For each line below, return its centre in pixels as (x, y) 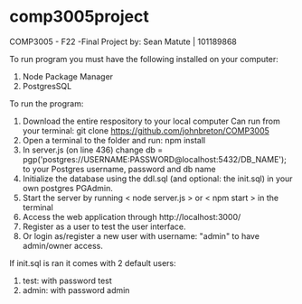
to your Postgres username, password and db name (119, 169)
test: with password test (67, 281)
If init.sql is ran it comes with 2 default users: (93, 263)
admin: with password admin (76, 290)
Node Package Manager (68, 76)
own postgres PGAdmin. (67, 188)
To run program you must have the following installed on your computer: (144, 59)
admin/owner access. (63, 245)
